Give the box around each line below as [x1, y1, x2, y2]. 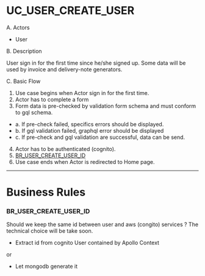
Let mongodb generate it [15, 263, 78, 270]
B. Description [6, 47, 42, 55]
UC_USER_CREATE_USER [6, 4, 135, 18]
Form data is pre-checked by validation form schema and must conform [15, 102, 196, 110]
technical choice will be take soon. [6, 227, 93, 235]
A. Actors [6, 24, 30, 31]
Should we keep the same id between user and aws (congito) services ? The [6, 221, 199, 228]
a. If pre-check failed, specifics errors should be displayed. [15, 120, 164, 128]
